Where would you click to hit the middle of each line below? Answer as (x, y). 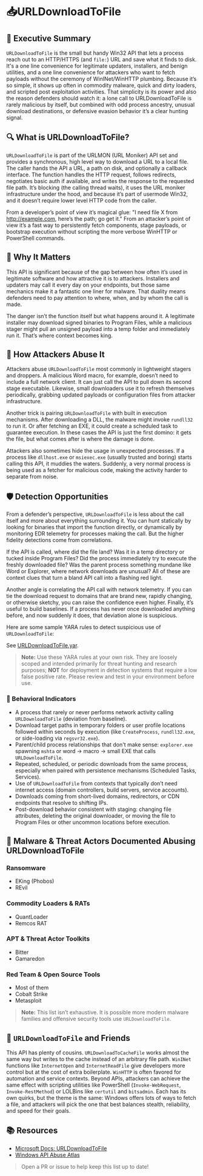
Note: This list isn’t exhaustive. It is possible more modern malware (105, 1012)
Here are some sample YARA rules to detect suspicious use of (84, 627)
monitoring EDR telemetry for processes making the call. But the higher (95, 534)
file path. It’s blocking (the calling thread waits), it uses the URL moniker (96, 187)
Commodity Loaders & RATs (48, 903)
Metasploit (28, 1001)
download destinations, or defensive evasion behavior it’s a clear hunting (97, 111)
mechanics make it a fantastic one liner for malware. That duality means (96, 291)
